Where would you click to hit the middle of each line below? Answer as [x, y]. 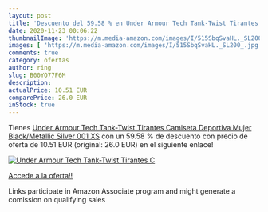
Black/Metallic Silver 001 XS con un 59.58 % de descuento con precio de [128, 136]
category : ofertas [39, 61]
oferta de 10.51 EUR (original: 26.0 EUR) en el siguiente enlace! [111, 145]
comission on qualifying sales [57, 200]
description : [30, 82]
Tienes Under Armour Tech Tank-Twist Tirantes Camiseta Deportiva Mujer [130, 128]
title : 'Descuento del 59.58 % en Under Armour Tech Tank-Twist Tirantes [134, 23]
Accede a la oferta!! [41, 176]
